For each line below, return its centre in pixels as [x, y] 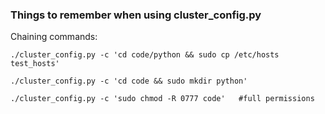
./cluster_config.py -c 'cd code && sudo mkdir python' [129, 81]
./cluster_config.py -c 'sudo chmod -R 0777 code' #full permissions [162, 99]
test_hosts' [35, 64]
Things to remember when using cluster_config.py [136, 15]
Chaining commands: [54, 37]
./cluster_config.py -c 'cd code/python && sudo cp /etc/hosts [145, 55]
